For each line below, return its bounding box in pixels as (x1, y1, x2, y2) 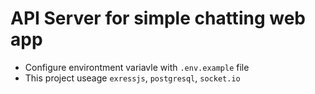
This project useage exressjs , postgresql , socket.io (24, 72, 241, 84)
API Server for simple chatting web (10, 7, 306, 30)
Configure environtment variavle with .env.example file (24, 61, 250, 73)
